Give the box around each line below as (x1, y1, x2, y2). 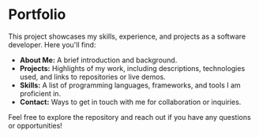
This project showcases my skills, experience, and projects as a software (8, 32, 246, 41)
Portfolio (8, 6, 66, 24)
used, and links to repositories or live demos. (19, 72, 166, 81)
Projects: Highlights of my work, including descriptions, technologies (19, 63, 246, 73)
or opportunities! (8, 121, 63, 130)
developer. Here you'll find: (8, 39, 96, 49)
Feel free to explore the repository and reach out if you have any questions (8, 112, 251, 121)
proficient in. (19, 88, 62, 98)
